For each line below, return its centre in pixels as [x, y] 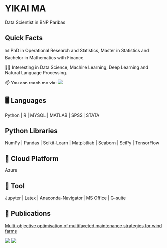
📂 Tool [15, 186]
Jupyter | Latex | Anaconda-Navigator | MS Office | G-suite [65, 198]
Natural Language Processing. [36, 72]
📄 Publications [28, 213]
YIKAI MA [26, 9]
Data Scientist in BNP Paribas [35, 22]
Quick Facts [24, 38]
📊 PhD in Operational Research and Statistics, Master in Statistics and [77, 50]
